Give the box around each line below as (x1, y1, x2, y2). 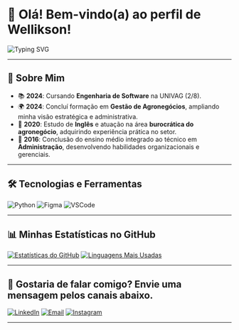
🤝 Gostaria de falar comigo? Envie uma (7, 278, 182, 290)
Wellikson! (7, 21, 72, 38)
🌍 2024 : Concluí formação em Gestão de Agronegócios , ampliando (17, 102, 220, 111)
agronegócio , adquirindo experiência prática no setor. (17, 127, 177, 136)
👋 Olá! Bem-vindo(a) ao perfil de (7, 6, 201, 23)
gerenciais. (17, 150, 51, 158)
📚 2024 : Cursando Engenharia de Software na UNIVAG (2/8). (17, 92, 201, 100)
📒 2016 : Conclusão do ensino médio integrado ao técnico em (17, 135, 197, 143)
